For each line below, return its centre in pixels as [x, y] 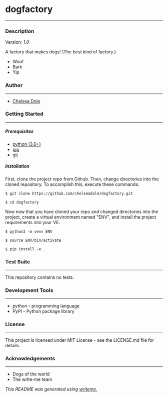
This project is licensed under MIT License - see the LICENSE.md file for [79, 340]
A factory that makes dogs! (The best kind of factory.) [60, 52]
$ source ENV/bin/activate [33, 240]
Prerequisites [19, 131]
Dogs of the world [31, 374]
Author [14, 85]
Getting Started [24, 114]
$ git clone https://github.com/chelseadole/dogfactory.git [69, 193]
